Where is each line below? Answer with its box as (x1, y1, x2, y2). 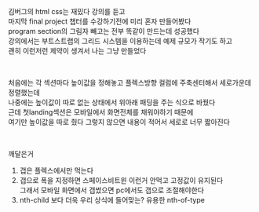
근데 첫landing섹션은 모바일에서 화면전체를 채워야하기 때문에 (8, 108, 194, 116)
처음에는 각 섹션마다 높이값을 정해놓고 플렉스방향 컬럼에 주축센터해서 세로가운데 (8, 78, 252, 87)
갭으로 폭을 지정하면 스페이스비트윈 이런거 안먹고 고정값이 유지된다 (19, 176, 224, 185)
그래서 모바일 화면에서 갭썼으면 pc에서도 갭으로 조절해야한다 (19, 185, 204, 195)
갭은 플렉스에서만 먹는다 (19, 166, 94, 175)
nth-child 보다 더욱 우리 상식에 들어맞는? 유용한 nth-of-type (19, 196, 206, 204)
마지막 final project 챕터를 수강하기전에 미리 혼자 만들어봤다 (8, 16, 192, 26)
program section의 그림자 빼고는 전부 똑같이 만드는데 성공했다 (8, 27, 200, 35)
